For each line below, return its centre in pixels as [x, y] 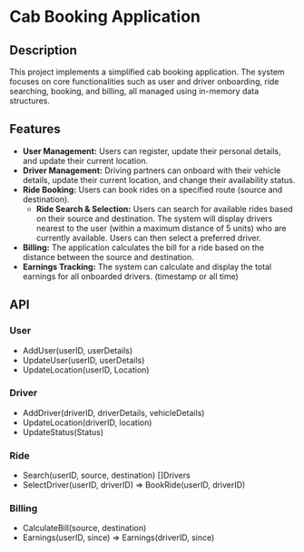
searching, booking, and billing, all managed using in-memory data [134, 91]
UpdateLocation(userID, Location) [86, 370]
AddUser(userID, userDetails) [78, 350]
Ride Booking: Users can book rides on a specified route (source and [152, 189]
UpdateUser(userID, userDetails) [83, 360]
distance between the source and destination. [108, 257]
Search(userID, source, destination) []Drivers [106, 475]
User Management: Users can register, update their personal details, [152, 150]
